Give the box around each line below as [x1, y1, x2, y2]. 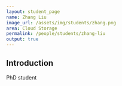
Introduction [6, 58, 54, 68]
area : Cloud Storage [6, 25, 58, 31]
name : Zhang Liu [6, 14, 47, 20]
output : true [6, 36, 39, 42]
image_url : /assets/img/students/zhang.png [6, 20, 117, 26]
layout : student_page [6, 8, 60, 15]
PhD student [6, 74, 37, 81]
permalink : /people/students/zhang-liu [6, 31, 106, 37]
